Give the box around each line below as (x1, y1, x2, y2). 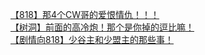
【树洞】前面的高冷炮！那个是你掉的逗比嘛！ (10, 21, 195, 33)
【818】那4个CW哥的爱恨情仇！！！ (10, 9, 160, 20)
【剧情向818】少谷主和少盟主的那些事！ (10, 34, 175, 45)
